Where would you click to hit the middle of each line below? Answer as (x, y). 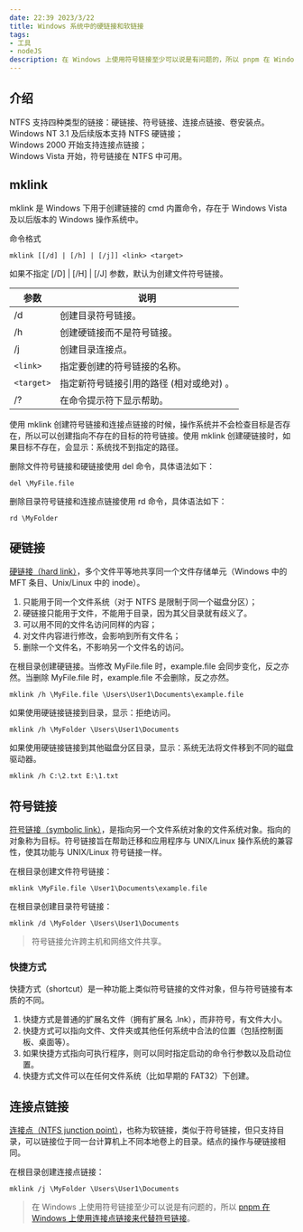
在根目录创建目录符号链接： (61, 907)
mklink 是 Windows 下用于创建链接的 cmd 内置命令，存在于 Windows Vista (148, 208)
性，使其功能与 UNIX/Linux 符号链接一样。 (88, 852)
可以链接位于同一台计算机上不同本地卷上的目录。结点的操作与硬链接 (151, 1142)
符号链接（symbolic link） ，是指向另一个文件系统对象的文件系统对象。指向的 (150, 830)
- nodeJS (26, 52)
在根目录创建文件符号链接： (61, 871)
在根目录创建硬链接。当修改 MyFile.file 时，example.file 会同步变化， (138, 666)
